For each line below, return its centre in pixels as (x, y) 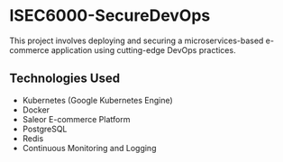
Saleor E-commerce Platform (76, 119)
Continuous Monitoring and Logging (89, 148)
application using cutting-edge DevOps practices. (143, 49)
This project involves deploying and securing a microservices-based (137, 40)
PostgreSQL (45, 129)
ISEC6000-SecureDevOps (110, 16)
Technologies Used (64, 79)
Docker (36, 110)
